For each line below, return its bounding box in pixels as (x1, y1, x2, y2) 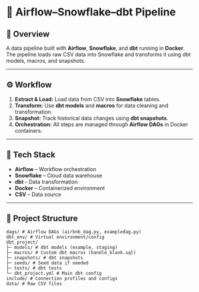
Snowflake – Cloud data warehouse (14, 172, 102, 179)
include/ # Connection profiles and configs (6, 275, 118, 282)
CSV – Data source (14, 191, 62, 198)
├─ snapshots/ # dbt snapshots (6, 255, 84, 261)
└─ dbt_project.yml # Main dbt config (6, 271, 102, 277)
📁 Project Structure (6, 213, 78, 224)
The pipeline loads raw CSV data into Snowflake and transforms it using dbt (6, 51, 191, 58)
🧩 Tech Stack (6, 150, 56, 160)
